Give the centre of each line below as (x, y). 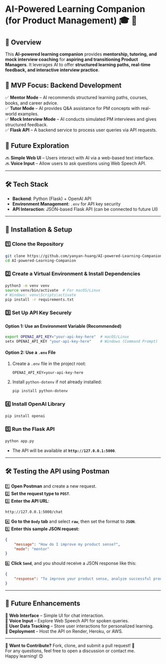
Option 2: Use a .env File (30, 353)
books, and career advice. (32, 103)
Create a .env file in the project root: (49, 363)
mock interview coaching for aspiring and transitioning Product (72, 59)
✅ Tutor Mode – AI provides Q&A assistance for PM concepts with (72, 108)
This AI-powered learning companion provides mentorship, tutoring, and (81, 54)
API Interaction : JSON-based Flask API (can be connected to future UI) (85, 209)
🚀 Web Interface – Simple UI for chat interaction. (55, 615)
